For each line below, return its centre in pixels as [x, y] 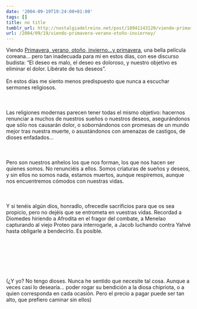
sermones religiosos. [31, 88]
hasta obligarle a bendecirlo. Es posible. [54, 231]
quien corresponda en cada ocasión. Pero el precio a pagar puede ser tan [95, 294]
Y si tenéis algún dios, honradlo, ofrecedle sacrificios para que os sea [90, 206]
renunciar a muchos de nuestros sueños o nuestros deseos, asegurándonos [98, 119]
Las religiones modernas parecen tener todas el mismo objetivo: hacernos [96, 113]
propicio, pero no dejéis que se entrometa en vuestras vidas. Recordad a [94, 213]
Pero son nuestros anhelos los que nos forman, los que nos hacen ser [90, 163]
